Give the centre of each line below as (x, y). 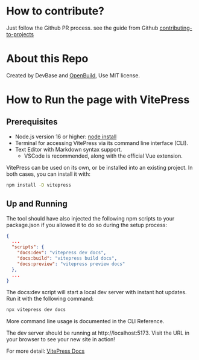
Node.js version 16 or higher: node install (66, 137)
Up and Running (37, 204)
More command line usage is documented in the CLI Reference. (85, 321)
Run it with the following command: (50, 299)
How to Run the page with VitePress (98, 100)
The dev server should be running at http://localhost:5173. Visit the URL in (98, 333)
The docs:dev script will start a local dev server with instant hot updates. (96, 292)
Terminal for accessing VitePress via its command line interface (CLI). (102, 143)
